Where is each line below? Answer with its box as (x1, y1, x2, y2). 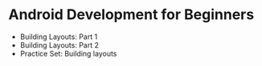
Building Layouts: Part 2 (19, 40, 99, 49)
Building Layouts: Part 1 (19, 32, 98, 41)
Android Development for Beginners (8, 6, 255, 24)
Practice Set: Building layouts (19, 49, 117, 58)
